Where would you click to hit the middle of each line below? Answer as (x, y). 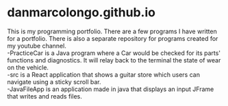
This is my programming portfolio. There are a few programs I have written (112, 31)
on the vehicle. (28, 67)
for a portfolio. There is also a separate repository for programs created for (113, 38)
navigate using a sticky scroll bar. (54, 82)
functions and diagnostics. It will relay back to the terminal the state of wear (114, 60)
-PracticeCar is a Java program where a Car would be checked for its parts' (114, 53)
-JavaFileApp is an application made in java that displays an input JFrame (111, 89)
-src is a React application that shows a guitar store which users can (104, 74)
